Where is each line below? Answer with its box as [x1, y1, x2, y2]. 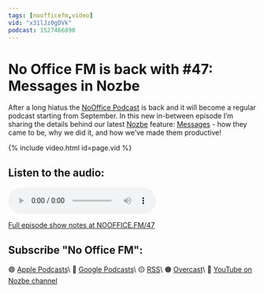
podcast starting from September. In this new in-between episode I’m [8, 111, 234, 121]
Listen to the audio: [8, 166, 105, 180]
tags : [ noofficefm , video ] [8, 11, 93, 20]
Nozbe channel [8, 276, 58, 285]
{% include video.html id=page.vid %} [8, 143, 132, 153]
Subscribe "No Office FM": [8, 243, 143, 257]
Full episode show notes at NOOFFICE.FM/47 [8, 221, 155, 230]
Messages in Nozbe [8, 76, 140, 95]
